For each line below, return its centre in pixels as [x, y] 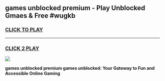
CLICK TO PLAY [24, 30]
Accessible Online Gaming [33, 73]
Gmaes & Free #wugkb [40, 16]
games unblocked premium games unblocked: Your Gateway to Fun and [80, 68]
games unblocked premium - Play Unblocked [75, 8]
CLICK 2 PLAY [22, 48]
